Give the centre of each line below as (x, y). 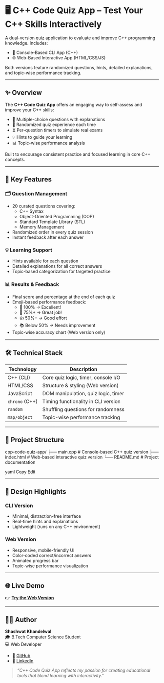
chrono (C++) (23, 401)
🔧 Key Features (29, 180)
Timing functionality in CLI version (82, 401)
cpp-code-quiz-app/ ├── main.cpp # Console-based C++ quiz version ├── (82, 452)
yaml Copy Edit (20, 472)
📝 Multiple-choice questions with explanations (59, 119)
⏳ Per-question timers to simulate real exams (57, 130)
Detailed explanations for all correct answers (57, 266)
